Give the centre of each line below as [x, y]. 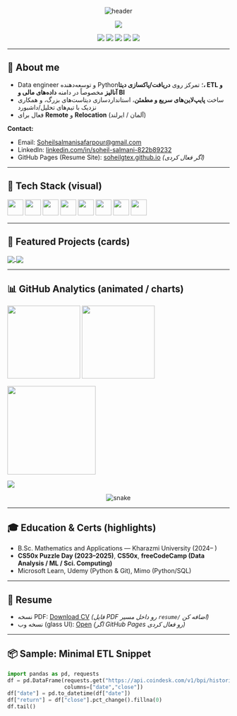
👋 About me [34, 68]
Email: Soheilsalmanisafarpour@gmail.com [79, 142]
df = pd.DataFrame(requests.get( [56, 680]
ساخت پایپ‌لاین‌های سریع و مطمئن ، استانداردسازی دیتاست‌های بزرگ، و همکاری [121, 100]
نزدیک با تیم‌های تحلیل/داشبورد [57, 107]
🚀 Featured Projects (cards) [69, 242]
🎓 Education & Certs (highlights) [82, 527]
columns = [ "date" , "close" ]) [103, 687]
